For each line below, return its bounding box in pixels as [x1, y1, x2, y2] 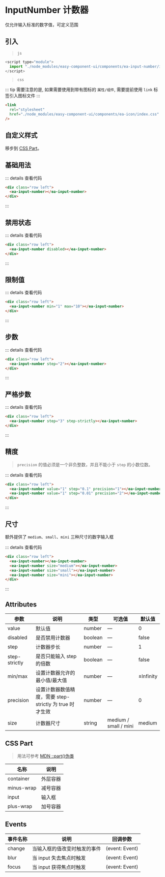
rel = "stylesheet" [9, 107, 45, 112]
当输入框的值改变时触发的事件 [32, 845, 102, 852]
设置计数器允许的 [35, 669, 75, 676]
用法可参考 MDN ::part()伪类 [17, 753, 74, 759]
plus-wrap [7, 803, 32, 810]
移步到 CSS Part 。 [5, 145, 42, 151]
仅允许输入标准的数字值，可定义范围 [5, 22, 79, 28]
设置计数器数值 [35, 686, 70, 693]
